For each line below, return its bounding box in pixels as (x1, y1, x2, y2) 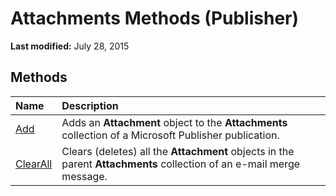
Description (61, 98, 119, 112)
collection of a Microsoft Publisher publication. (61, 128, 280, 142)
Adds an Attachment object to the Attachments (61, 115, 288, 129)
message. (61, 169, 108, 183)
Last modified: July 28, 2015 (10, 40, 130, 52)
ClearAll (15, 157, 53, 171)
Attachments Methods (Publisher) (10, 7, 300, 30)
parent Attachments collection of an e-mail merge (61, 157, 301, 171)
